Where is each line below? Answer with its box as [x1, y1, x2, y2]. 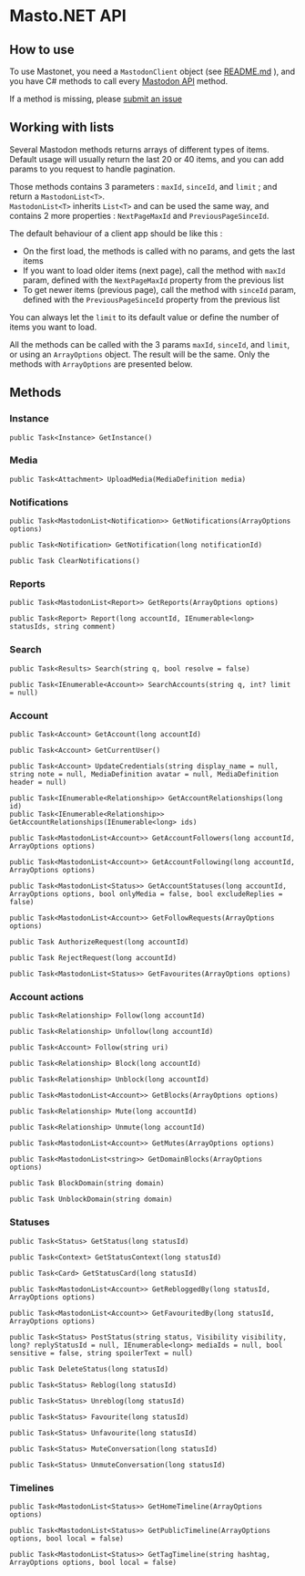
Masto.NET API [9, 5, 127, 26]
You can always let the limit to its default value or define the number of [9, 311, 280, 322]
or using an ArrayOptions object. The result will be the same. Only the [9, 349, 270, 360]
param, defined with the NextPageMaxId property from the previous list [22, 275, 284, 286]
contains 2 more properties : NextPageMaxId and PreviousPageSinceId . [9, 210, 269, 221]
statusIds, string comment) [9, 622, 117, 631]
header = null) [9, 778, 67, 787]
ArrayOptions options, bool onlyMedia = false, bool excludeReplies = [9, 889, 283, 899]
